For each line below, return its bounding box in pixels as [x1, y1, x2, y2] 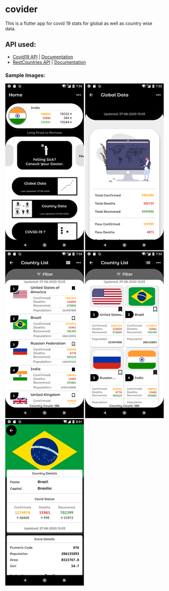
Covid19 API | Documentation [12, 54, 73, 60]
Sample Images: [5, 72, 46, 79]
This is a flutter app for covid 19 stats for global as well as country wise [5, 20, 152, 26]
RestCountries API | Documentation [12, 59, 87, 65]
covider [5, 4, 38, 15]
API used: [5, 40, 36, 49]
